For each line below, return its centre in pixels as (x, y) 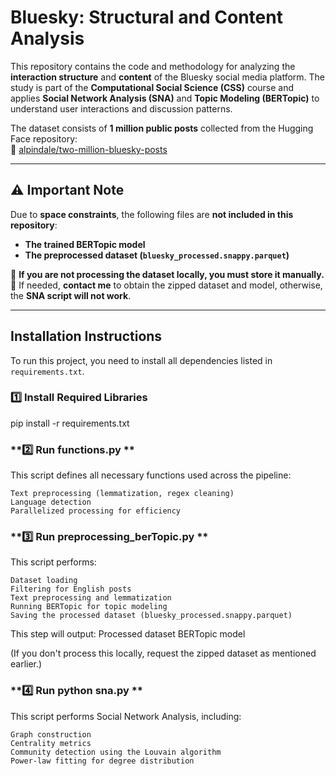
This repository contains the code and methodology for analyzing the (153, 66)
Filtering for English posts (71, 589)
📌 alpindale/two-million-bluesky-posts (89, 149)
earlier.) (26, 664)
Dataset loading (44, 581)
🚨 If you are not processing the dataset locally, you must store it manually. (167, 274)
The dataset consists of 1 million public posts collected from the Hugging (162, 128)
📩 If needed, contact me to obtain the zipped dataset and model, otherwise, (166, 285)
